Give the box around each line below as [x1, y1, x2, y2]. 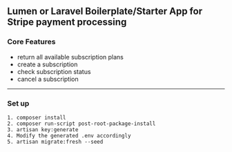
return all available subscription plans [17, 53, 124, 61]
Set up [7, 98, 30, 108]
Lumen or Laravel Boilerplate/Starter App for [7, 6, 202, 17]
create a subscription [17, 60, 78, 68]
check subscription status [17, 67, 91, 75]
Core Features [7, 37, 56, 47]
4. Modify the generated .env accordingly [7, 132, 131, 139]
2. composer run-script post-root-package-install [7, 120, 156, 127]
